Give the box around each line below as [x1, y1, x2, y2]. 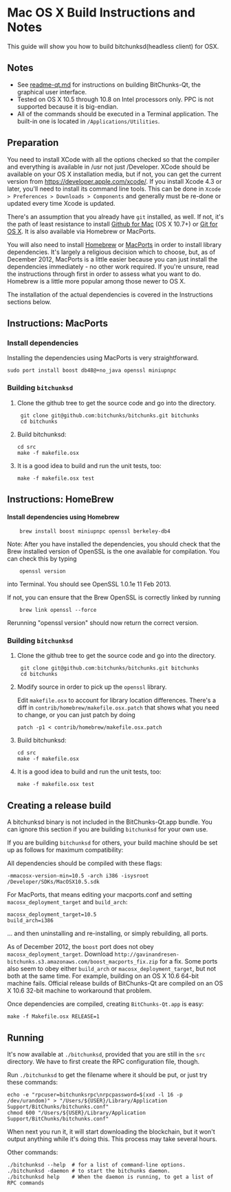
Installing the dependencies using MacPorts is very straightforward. [7, 354, 199, 362]
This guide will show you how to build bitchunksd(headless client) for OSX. [7, 42, 219, 50]
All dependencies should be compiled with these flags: [7, 859, 163, 868]
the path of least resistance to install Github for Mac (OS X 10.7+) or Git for [7, 220, 218, 228]
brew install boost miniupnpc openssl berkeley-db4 [19, 528, 170, 535]
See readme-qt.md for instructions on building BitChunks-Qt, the [16, 81, 201, 89]
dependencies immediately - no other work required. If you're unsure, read [7, 262, 219, 270]
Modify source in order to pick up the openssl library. [16, 683, 167, 691]
